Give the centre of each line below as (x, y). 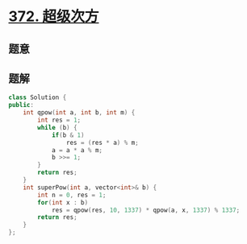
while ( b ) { (58, 127)
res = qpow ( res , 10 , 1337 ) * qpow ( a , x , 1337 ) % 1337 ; (146, 210)
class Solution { (38, 97)
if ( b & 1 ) (68, 135)
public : (21, 105)
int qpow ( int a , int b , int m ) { (79, 113)
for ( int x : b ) (63, 202)
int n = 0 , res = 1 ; (72, 195)
